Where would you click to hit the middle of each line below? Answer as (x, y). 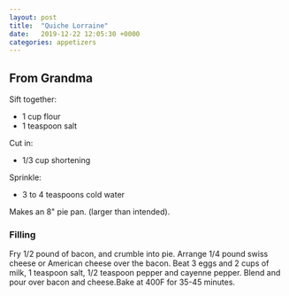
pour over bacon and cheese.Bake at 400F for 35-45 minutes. (122, 282)
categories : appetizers (53, 42)
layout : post (33, 17)
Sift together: (33, 99)
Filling (23, 234)
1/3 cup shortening (56, 160)
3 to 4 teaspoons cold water (73, 195)
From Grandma (51, 78)
